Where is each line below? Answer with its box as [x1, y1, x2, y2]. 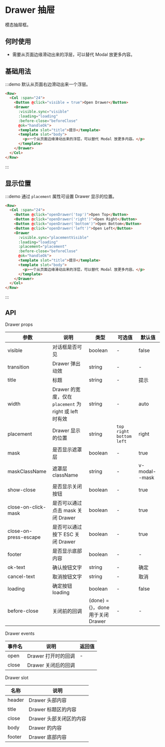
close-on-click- [7, 503, 47, 510]
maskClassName [7, 468, 47, 475]
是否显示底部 [52, 547, 82, 554]
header [7, 696, 25, 703]
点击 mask [52, 507, 76, 514]
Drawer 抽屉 [5, 4, 55, 16]
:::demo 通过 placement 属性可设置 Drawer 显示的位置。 [5, 193, 117, 199]
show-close [7, 486, 36, 493]
